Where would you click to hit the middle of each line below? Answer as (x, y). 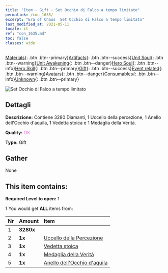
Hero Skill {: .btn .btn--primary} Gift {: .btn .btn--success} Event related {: (89, 68)
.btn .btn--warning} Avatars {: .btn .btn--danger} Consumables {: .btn (76, 74)
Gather (17, 158)
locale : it (17, 29)
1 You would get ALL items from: (39, 208)
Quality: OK (18, 132)
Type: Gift (16, 142)
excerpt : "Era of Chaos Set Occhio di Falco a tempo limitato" (75, 19)
